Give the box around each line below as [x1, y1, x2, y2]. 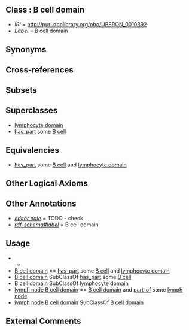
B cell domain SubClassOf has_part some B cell [14, 273, 132, 280]
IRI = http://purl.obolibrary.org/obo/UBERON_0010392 [14, 20, 147, 28]
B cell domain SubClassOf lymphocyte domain [14, 280, 129, 287]
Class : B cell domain [5, 5, 85, 15]
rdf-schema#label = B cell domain [14, 221, 99, 228]
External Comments [5, 316, 81, 326]
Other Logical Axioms [5, 178, 88, 188]
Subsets [5, 85, 37, 95]
